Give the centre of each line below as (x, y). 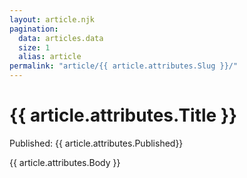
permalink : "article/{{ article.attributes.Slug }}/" (124, 66)
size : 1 (34, 47)
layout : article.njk (52, 19)
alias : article (50, 57)
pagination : (34, 29)
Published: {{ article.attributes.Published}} (96, 143)
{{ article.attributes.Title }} (123, 115)
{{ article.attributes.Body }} (65, 162)
